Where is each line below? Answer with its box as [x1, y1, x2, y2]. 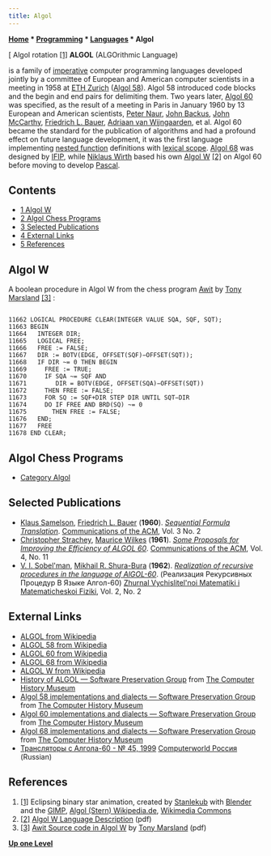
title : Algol [8, 11, 53, 20]
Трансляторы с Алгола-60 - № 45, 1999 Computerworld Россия [19, 743, 238, 753]
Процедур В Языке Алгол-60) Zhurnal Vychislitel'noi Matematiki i [19, 577, 240, 587]
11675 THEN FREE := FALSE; [8, 408, 121, 416]
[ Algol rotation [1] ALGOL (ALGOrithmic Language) [8, 49, 179, 59]
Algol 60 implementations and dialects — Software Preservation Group [19, 709, 256, 718]
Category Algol [19, 473, 71, 483]
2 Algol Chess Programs [19, 214, 101, 224]
